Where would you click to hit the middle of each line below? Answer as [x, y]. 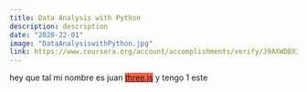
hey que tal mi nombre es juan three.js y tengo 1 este [109, 77]
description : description [58, 26]
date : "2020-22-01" [47, 35]
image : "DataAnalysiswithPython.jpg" [81, 43]
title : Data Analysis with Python [75, 18]
